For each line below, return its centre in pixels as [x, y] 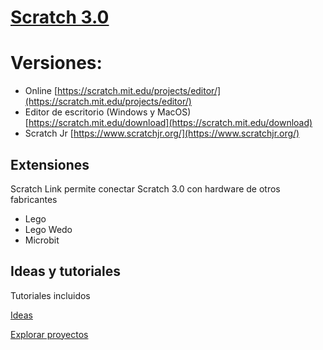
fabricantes [34, 199]
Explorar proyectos [49, 334]
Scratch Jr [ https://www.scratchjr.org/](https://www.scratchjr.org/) [162, 133]
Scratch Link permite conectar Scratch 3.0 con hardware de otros [145, 188]
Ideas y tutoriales [66, 271]
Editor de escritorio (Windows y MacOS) [108, 112]
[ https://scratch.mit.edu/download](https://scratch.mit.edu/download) [168, 123]
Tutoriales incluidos [50, 295]
